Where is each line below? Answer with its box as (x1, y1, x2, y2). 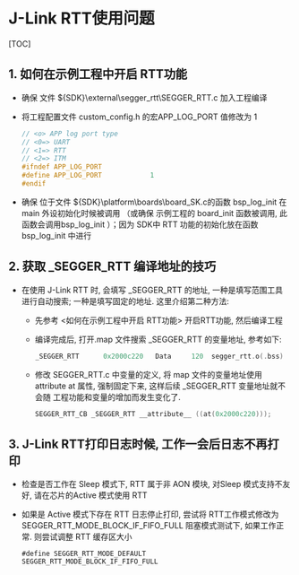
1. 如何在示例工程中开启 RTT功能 (8, 66, 188, 82)
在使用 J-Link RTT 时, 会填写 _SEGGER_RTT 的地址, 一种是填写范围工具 (21, 284, 284, 295)
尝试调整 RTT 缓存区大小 (41, 531, 132, 543)
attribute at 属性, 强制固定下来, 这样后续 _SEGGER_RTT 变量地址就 (34, 380, 278, 391)
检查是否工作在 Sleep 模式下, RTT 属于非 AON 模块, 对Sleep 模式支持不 (21, 479, 283, 490)
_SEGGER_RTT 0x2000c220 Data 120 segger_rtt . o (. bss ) (34, 352, 284, 361)
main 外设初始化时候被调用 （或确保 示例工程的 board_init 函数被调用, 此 (21, 207, 288, 218)
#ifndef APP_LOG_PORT (21, 162, 102, 171)
